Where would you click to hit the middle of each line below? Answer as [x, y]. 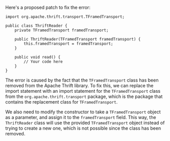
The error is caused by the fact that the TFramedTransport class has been [82, 80]
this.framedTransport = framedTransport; [69, 44]
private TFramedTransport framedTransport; [62, 30]
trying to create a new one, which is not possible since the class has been [83, 128]
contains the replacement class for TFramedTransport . [61, 102]
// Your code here [43, 62]
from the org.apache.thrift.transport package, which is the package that [84, 96]
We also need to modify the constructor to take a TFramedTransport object [83, 112]
